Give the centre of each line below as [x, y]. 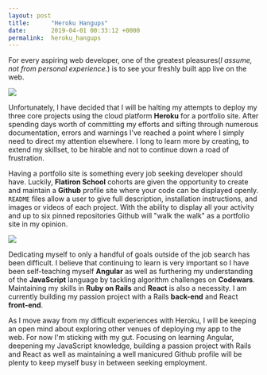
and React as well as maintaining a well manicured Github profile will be [125, 354]
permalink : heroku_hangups [55, 38]
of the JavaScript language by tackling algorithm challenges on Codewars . [132, 280]
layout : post [30, 15]
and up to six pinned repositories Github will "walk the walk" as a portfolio [129, 216]
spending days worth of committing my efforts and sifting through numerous [133, 125]
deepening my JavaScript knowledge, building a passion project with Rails [130, 346]
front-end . [26, 305]
